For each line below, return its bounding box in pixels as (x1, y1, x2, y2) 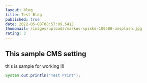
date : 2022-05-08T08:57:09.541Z (5, 21, 74, 27)
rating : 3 (5, 31, 26, 36)
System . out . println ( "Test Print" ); (5, 73, 81, 78)
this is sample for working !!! (5, 63, 65, 69)
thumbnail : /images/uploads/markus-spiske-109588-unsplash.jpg (5, 26, 142, 31)
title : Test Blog (5, 12, 42, 17)
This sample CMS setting (5, 50, 86, 58)
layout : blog (5, 7, 33, 13)
